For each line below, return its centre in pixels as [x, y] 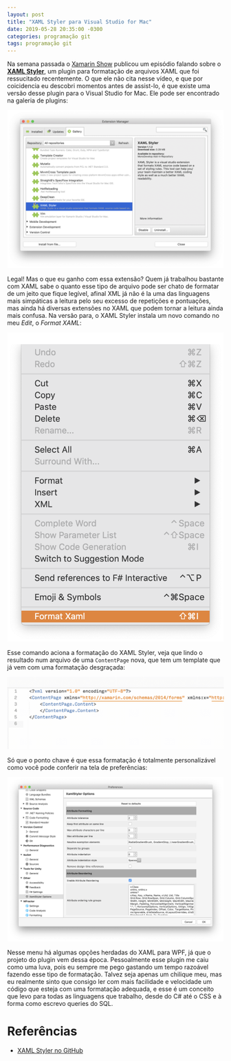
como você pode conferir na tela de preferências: [77, 767]
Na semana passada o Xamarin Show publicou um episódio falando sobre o [114, 64]
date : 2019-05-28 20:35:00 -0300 [55, 29]
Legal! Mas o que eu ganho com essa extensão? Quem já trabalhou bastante [115, 279]
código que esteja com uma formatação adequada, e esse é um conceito [111, 989]
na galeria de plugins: [38, 100]
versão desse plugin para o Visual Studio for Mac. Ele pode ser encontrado [113, 94]
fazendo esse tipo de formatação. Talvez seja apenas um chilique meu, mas [114, 974]
